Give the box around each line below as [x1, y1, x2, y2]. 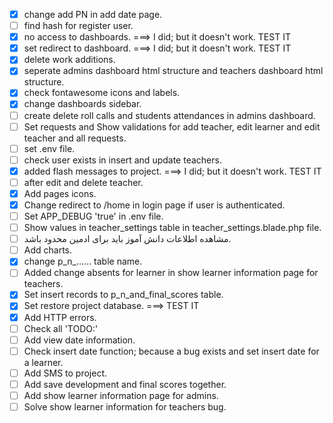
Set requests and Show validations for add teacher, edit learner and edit [23, 120, 321, 133]
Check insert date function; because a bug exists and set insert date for [23, 345, 320, 357]
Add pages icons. [23, 187, 97, 199]
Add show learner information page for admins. [23, 389, 219, 401]
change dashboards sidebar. [23, 98, 142, 110]
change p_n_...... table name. [23, 255, 143, 268]
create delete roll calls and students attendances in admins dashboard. [23, 109, 316, 121]
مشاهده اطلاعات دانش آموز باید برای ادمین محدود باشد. [23, 233, 232, 245]
